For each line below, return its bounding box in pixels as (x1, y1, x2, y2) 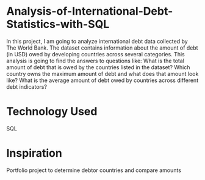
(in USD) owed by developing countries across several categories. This (6, 50, 185, 58)
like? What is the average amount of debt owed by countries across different (6, 77, 199, 84)
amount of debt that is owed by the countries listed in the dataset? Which (6, 63, 190, 71)
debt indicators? (6, 83, 48, 90)
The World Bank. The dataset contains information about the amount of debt (6, 44, 198, 51)
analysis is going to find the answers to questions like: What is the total (6, 57, 185, 64)
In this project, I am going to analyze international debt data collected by (6, 37, 188, 45)
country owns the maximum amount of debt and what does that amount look (6, 70, 199, 77)
